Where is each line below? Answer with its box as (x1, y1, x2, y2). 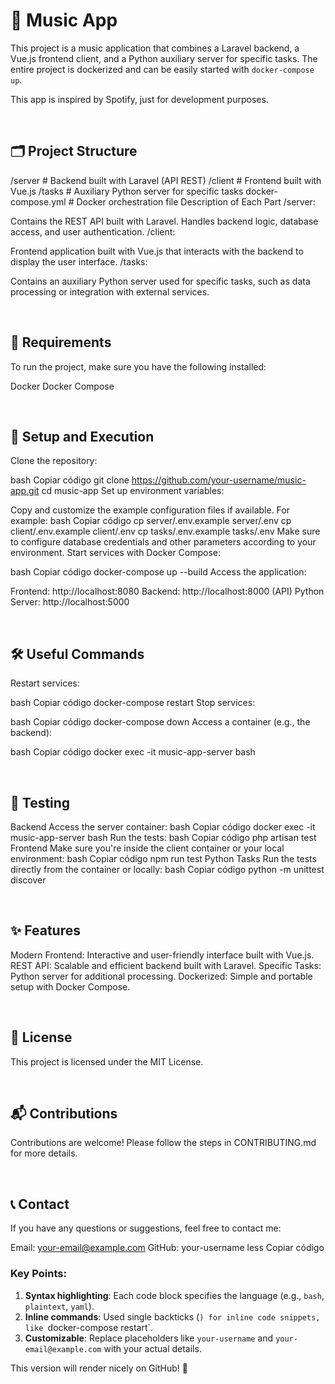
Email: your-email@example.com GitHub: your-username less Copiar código (10, 1242, 325, 1254)
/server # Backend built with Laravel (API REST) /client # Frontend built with (10, 174, 322, 186)
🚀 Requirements (10, 334, 112, 351)
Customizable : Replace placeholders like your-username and (24, 1332, 274, 1344)
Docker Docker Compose (10, 380, 115, 392)
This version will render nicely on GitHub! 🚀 (10, 1362, 188, 1374)
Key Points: (10, 1267, 67, 1281)
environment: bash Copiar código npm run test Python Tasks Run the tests (10, 853, 317, 864)
